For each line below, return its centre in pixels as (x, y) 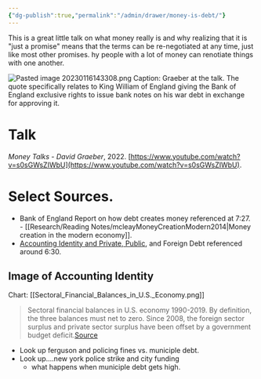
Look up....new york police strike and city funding (100, 359)
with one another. (36, 63)
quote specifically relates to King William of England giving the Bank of (122, 86)
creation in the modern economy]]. (76, 235)
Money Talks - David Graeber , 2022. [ (70, 156)
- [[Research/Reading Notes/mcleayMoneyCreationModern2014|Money (135, 226)
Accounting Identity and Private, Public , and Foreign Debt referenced (131, 243)
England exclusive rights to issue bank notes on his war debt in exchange (127, 94)
